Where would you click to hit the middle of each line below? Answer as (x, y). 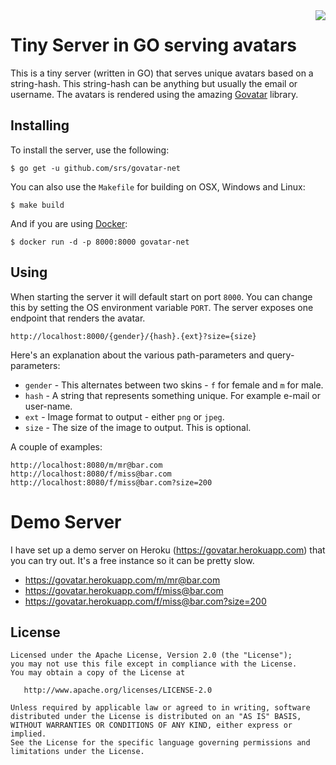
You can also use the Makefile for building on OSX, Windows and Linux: (158, 186)
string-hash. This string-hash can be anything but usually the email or (154, 83)
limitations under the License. (77, 752)
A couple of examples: (56, 446)
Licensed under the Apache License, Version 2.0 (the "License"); (151, 655)
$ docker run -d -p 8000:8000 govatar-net (100, 242)
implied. (28, 734)
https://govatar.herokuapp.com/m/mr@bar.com (122, 580)
